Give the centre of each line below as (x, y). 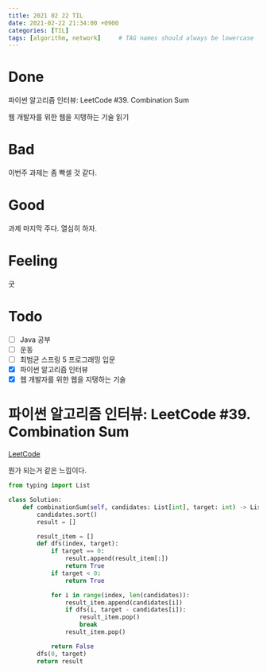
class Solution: (35, 500)
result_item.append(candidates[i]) (124, 602)
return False (72, 646)
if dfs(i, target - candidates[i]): (126, 610)
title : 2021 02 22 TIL (46, 16)
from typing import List (49, 486)
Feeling (33, 261)
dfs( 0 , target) (62, 654)
